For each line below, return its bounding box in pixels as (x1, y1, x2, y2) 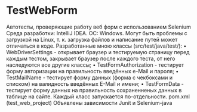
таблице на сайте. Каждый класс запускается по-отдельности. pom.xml (6, 93, 190, 100)
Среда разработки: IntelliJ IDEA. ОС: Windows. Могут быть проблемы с (6, 29, 187, 36)
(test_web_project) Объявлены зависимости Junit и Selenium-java (6, 99, 173, 106)
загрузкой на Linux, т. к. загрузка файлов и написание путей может (6, 36, 178, 43)
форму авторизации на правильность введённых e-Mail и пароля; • (6, 67, 179, 74)
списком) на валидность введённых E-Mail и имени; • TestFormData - (6, 80, 184, 87)
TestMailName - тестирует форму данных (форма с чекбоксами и (6, 74, 173, 81)
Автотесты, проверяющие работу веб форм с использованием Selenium (6, 23, 191, 30)
